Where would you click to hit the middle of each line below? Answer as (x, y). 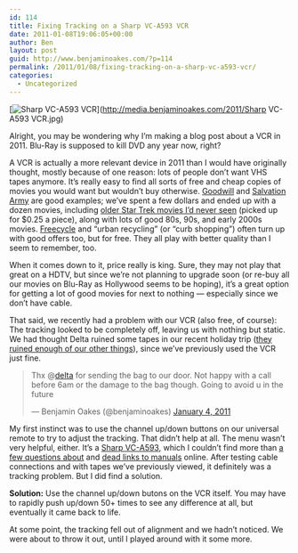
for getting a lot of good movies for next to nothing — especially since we (144, 293)
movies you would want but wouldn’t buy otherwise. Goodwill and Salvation (148, 191)
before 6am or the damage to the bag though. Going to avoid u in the (157, 385)
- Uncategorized (47, 84)
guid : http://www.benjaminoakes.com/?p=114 (91, 59)
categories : (31, 76)
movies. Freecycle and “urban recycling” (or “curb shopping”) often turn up (147, 229)
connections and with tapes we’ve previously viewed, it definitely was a (140, 466)
